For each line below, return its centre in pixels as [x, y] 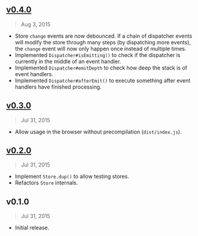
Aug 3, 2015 [36, 24]
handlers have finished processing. [58, 87]
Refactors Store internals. [46, 183]
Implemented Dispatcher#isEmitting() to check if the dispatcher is [98, 55]
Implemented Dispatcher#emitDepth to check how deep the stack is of [101, 68]
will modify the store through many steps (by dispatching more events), [103, 42]
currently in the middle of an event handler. [68, 61]
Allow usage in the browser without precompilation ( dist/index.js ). [98, 132]
